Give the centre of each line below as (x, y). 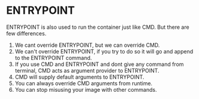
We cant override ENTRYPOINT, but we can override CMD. (87, 45)
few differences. (26, 33)
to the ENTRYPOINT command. (53, 58)
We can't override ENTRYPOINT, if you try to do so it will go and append (104, 51)
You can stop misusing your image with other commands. (86, 89)
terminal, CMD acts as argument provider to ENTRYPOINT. (87, 70)
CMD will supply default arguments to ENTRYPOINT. (80, 77)
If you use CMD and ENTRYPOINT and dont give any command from (99, 64)
